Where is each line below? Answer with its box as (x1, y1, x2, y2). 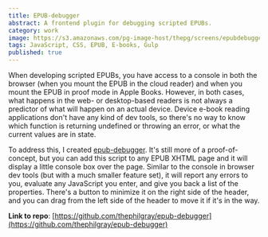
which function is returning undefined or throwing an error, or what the (8, 121, 241, 130)
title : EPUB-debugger (8, 11, 81, 20)
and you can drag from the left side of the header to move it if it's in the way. (8, 196, 260, 205)
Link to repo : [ (8, 212, 55, 220)
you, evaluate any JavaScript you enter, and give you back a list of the (8, 179, 239, 188)
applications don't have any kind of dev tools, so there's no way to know (8, 113, 246, 122)
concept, (8, 153, 38, 163)
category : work (8, 26, 59, 34)
